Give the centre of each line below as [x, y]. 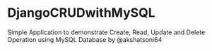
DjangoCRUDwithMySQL [81, 13]
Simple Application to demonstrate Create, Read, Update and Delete [106, 32]
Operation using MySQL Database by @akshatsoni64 [85, 39]
